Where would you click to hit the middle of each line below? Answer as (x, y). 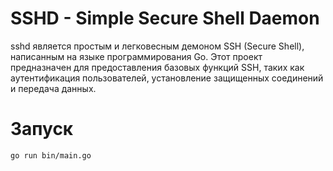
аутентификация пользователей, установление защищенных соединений (167, 78)
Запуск (42, 129)
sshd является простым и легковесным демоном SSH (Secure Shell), (157, 46)
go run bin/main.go (51, 155)
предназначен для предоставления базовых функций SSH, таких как (157, 67)
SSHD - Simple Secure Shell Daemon (165, 18)
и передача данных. (53, 88)
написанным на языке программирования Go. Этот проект (136, 56)
